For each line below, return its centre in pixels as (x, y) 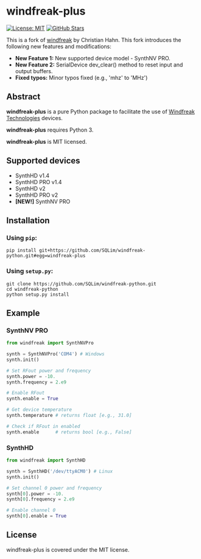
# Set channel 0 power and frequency (54, 488)
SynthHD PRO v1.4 (38, 182)
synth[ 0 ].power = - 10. (35, 494)
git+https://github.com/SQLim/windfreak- (92, 251)
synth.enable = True (33, 399)
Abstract (23, 97)
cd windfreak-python (33, 289)
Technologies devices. (34, 118)
